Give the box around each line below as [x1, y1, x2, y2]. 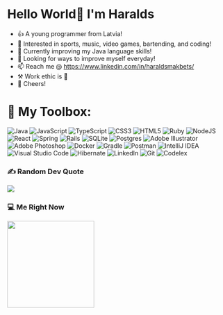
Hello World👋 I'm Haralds [7, 6, 155, 22]
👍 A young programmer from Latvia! [17, 29, 123, 37]
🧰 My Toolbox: [7, 104, 92, 120]
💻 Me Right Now [7, 203, 65, 212]
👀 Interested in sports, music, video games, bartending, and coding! [17, 40, 212, 48]
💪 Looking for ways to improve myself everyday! [17, 54, 156, 62]
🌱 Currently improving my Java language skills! [17, 46, 152, 55]
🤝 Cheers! [17, 79, 47, 87]
